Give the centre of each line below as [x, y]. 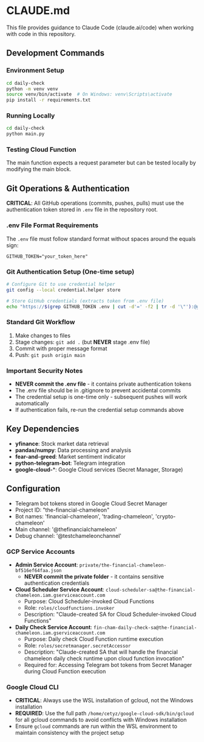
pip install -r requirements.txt [49, 100]
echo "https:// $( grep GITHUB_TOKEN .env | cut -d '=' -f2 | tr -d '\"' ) [99, 306]
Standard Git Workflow [41, 322]
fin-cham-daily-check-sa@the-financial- [145, 627]
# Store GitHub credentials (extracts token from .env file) [85, 301]
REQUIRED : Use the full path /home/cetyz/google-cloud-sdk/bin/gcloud [104, 713]
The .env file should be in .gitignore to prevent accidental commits [98, 390]
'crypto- [165, 516]
